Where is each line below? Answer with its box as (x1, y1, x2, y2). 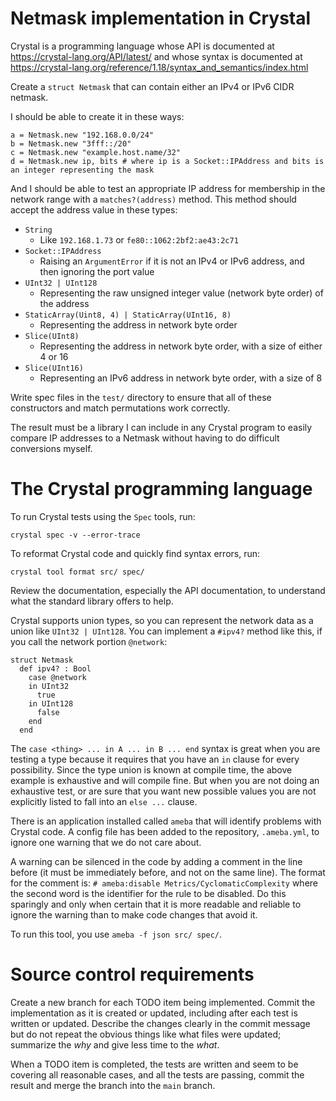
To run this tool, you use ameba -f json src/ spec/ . (10, 928, 223, 940)
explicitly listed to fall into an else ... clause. (10, 795, 198, 807)
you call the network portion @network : (10, 635, 168, 647)
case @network (28, 672, 87, 682)
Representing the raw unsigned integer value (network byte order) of (39, 287, 324, 299)
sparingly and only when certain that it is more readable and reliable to (10, 898, 302, 910)
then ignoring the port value (39, 265, 155, 277)
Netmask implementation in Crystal (10, 7, 312, 30)
